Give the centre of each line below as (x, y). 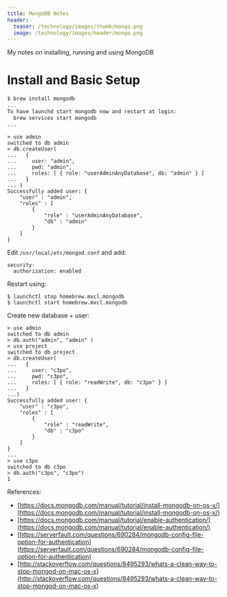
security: (21, 265)
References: (24, 491)
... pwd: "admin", (40, 167)
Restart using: (27, 284)
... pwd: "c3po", (38, 376)
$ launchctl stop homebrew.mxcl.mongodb (66, 296)
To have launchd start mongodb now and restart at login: (92, 111)
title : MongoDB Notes (38, 13)
